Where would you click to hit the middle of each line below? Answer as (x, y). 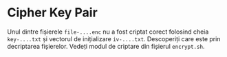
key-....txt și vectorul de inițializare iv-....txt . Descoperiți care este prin (114, 38)
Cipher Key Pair (52, 13)
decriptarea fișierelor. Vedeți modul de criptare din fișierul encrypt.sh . (106, 46)
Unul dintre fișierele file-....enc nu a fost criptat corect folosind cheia (108, 32)
